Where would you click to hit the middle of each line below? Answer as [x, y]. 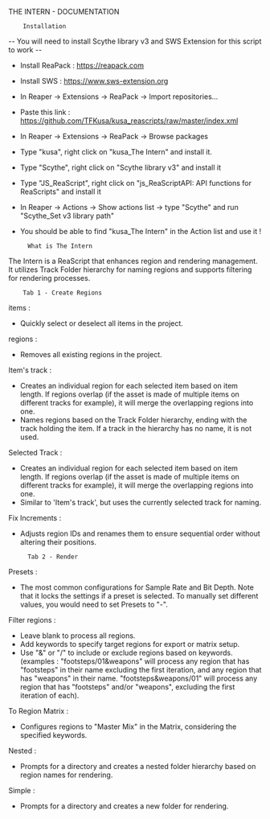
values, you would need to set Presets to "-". [94, 604]
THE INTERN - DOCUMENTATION [64, 12]
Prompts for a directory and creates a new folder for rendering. [124, 806]
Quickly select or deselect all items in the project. [101, 323]
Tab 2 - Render [53, 557]
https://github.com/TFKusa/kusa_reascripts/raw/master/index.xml [129, 121]
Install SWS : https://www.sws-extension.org [94, 81]
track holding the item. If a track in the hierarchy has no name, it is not [136, 428]
